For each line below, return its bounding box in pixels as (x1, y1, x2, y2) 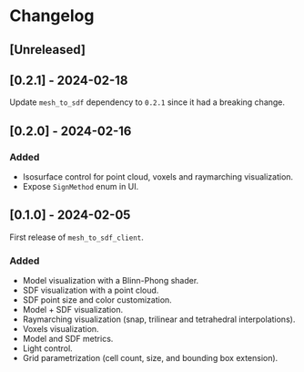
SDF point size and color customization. (22, 294, 173, 305)
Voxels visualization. (22, 324, 99, 335)
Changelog (9, 5, 95, 26)
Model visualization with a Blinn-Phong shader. (22, 275, 199, 286)
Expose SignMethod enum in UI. (22, 181, 139, 192)
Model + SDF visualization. (22, 305, 124, 315)
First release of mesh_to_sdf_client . (9, 232, 144, 243)
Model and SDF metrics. (22, 334, 114, 345)
